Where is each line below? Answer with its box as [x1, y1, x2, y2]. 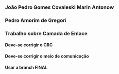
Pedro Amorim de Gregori [5, 17, 67, 23]
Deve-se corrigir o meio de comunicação [5, 53, 89, 59]
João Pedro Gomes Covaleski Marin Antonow [5, 4, 114, 11]
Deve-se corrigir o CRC [5, 42, 53, 48]
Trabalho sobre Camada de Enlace [5, 30, 87, 37]
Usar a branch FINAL [5, 64, 48, 70]
